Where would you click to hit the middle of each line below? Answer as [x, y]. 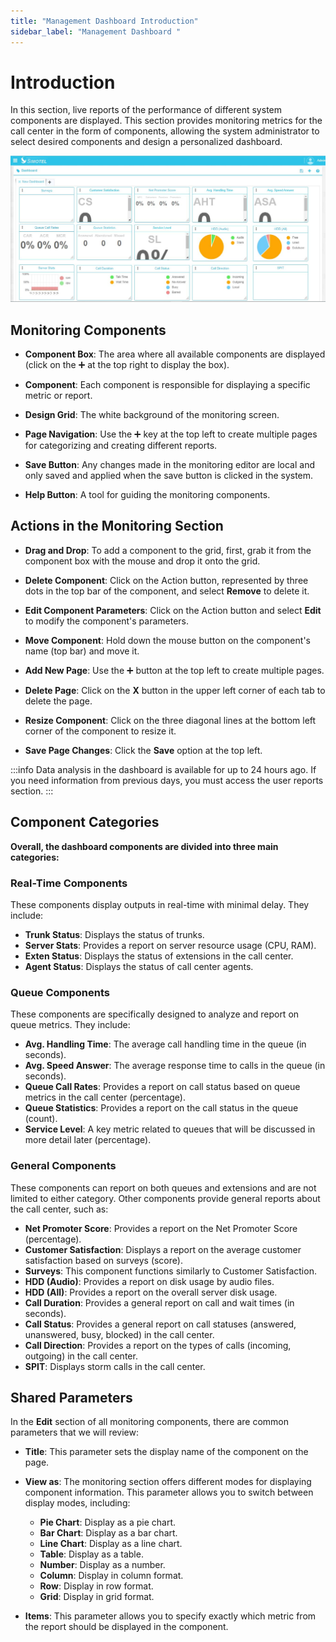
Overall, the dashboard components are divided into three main [144, 846]
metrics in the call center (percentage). [105, 1097]
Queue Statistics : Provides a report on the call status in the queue [161, 1108]
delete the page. [58, 701]
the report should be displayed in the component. [126, 1627]
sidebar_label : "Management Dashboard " [96, 31]
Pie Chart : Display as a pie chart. [107, 1522]
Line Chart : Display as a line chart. [111, 1544]
